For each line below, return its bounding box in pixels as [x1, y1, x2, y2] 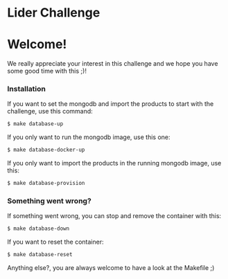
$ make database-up [7, 120, 64, 127]
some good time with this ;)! [7, 67, 87, 75]
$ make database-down [7, 225, 70, 233]
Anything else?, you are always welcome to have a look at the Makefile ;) [7, 264, 215, 272]
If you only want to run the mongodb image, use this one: [7, 133, 171, 141]
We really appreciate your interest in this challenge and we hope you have [7, 60, 218, 68]
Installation [7, 84, 46, 94]
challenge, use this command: [7, 107, 94, 116]
